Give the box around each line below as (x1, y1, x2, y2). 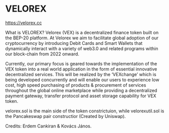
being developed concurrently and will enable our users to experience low (5, 77, 160, 83)
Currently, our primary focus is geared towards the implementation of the (5, 60, 157, 66)
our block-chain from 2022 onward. (5, 51, 80, 57)
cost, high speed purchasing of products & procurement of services (5, 82, 146, 88)
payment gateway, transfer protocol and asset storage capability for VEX (5, 93, 156, 99)
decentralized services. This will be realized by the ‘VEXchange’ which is (5, 71, 156, 77)
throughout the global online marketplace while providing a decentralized (5, 87, 157, 93)
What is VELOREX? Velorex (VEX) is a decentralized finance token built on (5, 29, 159, 35)
